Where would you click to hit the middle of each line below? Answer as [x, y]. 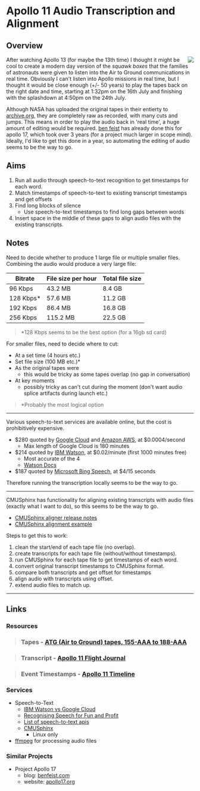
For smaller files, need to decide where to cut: [62, 344]
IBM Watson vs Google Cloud [60, 709]
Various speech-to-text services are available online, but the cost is [89, 422]
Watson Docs [40, 464]
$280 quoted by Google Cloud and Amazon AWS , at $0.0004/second [100, 440]
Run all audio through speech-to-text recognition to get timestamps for [102, 180]
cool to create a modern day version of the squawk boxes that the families [97, 66]
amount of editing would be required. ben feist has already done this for [94, 128]
